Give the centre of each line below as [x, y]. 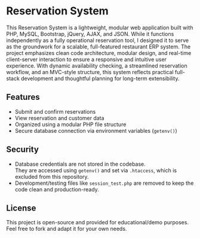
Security [22, 150]
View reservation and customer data [59, 118]
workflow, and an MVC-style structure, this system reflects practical [90, 72]
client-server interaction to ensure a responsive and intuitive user [87, 59]
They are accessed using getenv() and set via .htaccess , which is [96, 170]
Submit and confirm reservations [55, 111]
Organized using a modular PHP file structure [70, 124]
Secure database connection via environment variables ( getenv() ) [96, 130]
